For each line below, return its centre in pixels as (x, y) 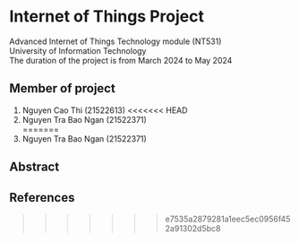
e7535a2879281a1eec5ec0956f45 (228, 219)
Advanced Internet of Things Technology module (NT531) (115, 41)
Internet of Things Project (107, 17)
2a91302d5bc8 (193, 228)
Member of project (63, 88)
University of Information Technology (78, 50)
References (42, 198)
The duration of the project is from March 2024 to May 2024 (121, 60)
